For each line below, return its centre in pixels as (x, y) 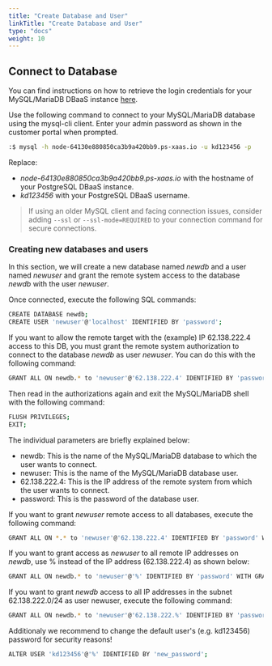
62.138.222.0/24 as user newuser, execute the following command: (120, 600)
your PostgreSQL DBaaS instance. (77, 186)
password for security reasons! (60, 639)
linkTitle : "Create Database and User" (76, 23)
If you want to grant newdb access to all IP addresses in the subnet (120, 592)
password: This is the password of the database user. (110, 498)
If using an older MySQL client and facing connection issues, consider (145, 210)
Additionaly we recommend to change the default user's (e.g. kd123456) (130, 631)
